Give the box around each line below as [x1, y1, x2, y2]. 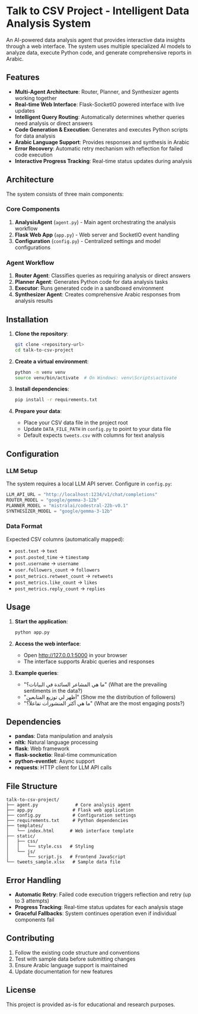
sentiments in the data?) [23, 687, 83, 694]
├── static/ [6, 833, 36, 839]
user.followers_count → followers [14, 566, 100, 573]
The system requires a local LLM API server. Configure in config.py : [6, 480, 173, 487]
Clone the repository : [14, 330, 69, 337]
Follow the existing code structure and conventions [14, 949, 140, 956]
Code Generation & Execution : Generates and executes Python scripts [14, 126, 189, 133]
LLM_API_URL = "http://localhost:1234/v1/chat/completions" [6, 492, 158, 498]
